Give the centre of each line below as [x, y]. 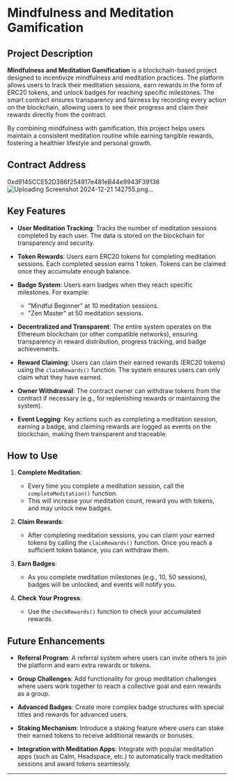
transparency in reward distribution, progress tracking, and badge [112, 341]
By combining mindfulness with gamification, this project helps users [106, 128]
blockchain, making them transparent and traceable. [92, 433]
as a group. [33, 694]
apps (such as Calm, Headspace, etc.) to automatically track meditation [120, 757]
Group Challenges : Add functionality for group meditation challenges [117, 679]
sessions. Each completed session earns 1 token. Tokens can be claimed [122, 264]
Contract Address [47, 165]
